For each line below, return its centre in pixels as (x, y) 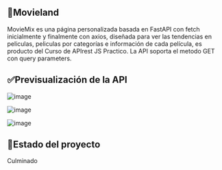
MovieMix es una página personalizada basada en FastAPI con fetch (103, 29)
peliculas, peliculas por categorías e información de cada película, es (104, 44)
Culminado (22, 161)
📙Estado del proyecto (54, 145)
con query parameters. (39, 58)
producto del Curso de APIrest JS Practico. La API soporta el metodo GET (111, 51)
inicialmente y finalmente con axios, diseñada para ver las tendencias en (110, 36)
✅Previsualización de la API (67, 80)
